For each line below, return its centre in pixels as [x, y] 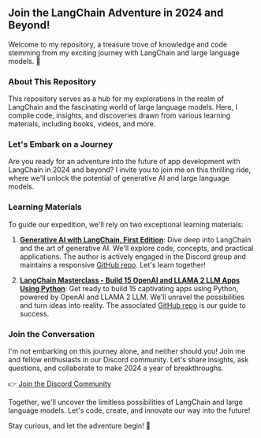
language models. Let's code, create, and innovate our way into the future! [129, 410]
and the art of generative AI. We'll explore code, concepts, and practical [136, 248]
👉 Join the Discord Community [60, 384]
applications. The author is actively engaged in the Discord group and [133, 256]
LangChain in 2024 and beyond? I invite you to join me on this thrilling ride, [129, 170]
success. [34, 313]
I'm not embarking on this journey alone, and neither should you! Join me [127, 351]
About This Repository [52, 81]
